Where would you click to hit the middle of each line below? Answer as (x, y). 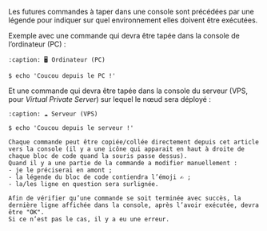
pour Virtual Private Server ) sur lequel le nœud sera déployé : (110, 99)
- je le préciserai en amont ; (60, 170)
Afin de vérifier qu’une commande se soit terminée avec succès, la (125, 198)
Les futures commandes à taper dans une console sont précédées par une (131, 12)
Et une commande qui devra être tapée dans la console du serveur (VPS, (128, 91)
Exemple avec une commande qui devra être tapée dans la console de (124, 36)
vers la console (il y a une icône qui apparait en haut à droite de (127, 149)
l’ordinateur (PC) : (37, 44)
